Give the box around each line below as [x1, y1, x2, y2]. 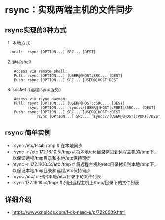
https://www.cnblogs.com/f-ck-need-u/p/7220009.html [12, 209, 126, 215]
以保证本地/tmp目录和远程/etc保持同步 [12, 167, 90, 173]
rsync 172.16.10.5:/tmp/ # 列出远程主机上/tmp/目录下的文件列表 [12, 179, 140, 185]
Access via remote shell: [14, 69, 68, 74]
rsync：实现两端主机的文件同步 [5, 4, 133, 16]
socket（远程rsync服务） [12, 87, 64, 92]
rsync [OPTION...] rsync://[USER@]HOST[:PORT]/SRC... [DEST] [27, 105, 156, 110]
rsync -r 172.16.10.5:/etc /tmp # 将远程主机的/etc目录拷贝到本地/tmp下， [12, 161, 159, 167]
